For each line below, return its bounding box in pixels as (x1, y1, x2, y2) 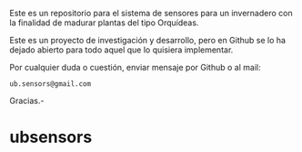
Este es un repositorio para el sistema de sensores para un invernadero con (9, 8, 293, 18)
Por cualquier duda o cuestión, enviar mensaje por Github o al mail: (9, 62, 261, 72)
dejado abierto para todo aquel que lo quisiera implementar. (9, 44, 234, 55)
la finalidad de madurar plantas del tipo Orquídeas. (9, 17, 199, 28)
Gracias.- (9, 95, 45, 106)
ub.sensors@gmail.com (9, 80, 92, 89)
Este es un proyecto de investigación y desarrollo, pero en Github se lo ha (9, 35, 287, 45)
